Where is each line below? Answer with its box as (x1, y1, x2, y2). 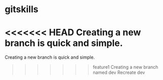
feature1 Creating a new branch (93, 64, 158, 70)
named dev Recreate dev (93, 69, 145, 75)
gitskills (5, 4, 38, 15)
